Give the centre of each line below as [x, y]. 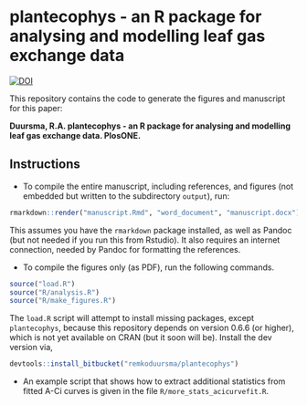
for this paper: [36, 108]
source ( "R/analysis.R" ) [55, 292]
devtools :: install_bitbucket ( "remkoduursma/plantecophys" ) [124, 364]
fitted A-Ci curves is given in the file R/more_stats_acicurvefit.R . [146, 391]
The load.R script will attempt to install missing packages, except [132, 318]
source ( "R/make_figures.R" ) [63, 301]
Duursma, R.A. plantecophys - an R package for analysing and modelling [150, 126]
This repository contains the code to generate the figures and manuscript [148, 99]
